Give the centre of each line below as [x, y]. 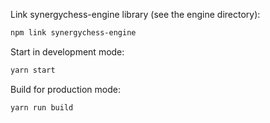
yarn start [33, 70]
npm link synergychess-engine [73, 33]
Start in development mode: [67, 51]
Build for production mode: [65, 89]
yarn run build [42, 107]
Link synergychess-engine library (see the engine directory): [135, 14]
